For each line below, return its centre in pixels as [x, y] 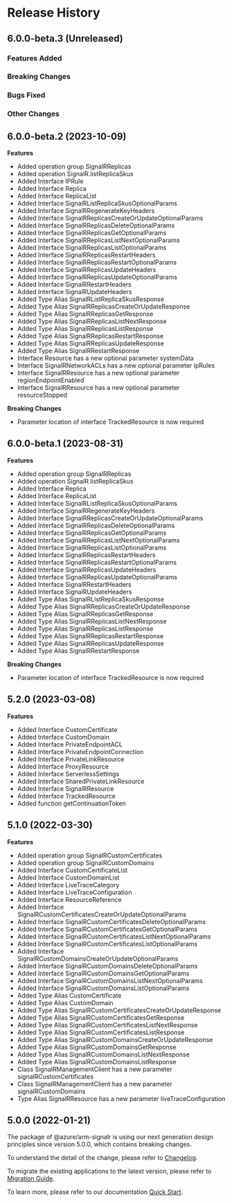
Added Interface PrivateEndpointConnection [80, 751]
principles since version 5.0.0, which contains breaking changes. [99, 1144]
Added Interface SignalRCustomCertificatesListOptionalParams [107, 944]
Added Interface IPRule [50, 181]
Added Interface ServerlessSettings [68, 774]
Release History [54, 13]
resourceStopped [42, 395]
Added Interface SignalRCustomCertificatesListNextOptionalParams [114, 936]
